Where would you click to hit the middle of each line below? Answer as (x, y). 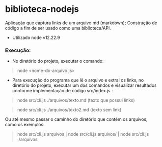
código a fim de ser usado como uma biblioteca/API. (58, 28)
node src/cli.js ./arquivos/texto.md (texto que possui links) (76, 100)
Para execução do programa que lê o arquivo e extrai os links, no (78, 80)
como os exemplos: (25, 125)
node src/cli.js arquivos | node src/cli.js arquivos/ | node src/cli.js (83, 134)
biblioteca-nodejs (42, 9)
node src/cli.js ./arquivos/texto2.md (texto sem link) (69, 110)
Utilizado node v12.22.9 (36, 37)
